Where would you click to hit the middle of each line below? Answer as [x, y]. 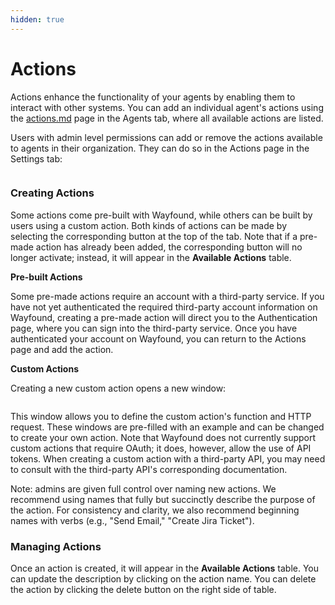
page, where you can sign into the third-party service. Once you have [154, 328]
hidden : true [37, 19]
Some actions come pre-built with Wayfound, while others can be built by [161, 215]
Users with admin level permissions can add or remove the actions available [166, 137]
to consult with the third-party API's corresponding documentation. [149, 469]
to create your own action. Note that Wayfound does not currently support [163, 437]
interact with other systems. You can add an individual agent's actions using [167, 107]
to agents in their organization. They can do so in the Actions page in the [160, 148]
